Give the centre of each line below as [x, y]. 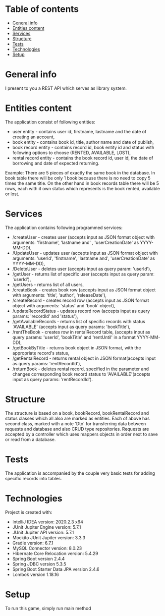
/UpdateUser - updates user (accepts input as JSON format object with [85, 253]
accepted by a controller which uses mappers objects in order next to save [82, 434]
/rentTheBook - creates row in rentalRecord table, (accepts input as [81, 332]
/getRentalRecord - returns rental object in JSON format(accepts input [84, 358]
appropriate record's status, [41, 353]
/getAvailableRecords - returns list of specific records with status [79, 321]
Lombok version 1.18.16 [36, 574]
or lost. [12, 194]
